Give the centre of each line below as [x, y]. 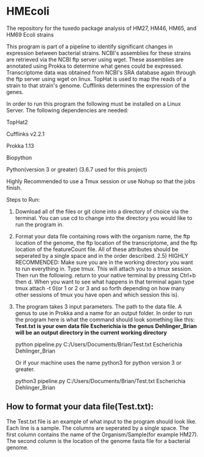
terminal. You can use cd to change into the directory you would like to [104, 218]
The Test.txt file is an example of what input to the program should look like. [101, 421]
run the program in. [39, 224]
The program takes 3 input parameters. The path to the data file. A [98, 306]
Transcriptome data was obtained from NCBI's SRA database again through [101, 72]
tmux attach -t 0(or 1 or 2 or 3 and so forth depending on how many [100, 288]
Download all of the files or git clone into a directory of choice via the [102, 211]
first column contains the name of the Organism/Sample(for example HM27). [102, 434]
